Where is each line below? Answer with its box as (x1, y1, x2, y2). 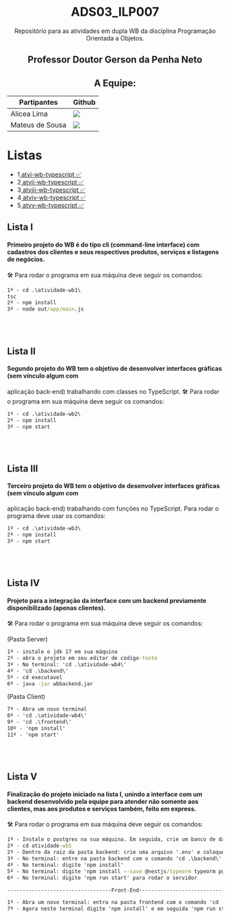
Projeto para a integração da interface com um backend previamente (7, 596, 207, 604)
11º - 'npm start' (7, 731, 60, 738)
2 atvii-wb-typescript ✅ (16, 178, 84, 186)
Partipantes (19, 97, 58, 107)
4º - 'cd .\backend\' (7, 667, 69, 674)
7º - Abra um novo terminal (7, 706, 88, 713)
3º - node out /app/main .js (7, 306, 84, 313)
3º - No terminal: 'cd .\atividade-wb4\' (7, 661, 127, 668)
